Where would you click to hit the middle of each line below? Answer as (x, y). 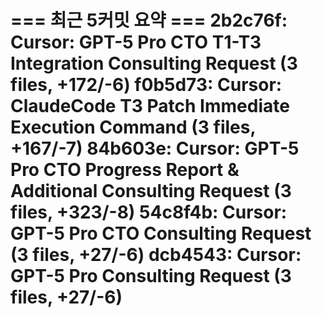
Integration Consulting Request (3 (154, 63)
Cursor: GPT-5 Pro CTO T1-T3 (136, 42)
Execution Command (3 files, (133, 127)
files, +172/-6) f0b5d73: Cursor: (146, 85)
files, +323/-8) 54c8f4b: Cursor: (149, 212)
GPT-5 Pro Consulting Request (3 (151, 276)
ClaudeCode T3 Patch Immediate (150, 106)
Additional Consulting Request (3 (151, 191)
